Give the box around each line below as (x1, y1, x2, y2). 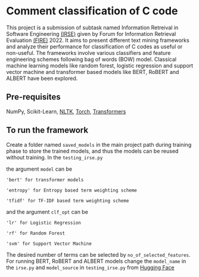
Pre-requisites (6, 92, 61, 102)
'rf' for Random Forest (6, 230, 66, 236)
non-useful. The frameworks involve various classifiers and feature (6, 49, 171, 56)
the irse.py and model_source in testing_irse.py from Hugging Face (6, 264, 175, 271)
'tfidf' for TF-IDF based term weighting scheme (6, 198, 129, 204)
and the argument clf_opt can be (6, 208, 88, 216)
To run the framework (6, 125, 88, 136)
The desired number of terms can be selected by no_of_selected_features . (6, 251, 191, 258)
